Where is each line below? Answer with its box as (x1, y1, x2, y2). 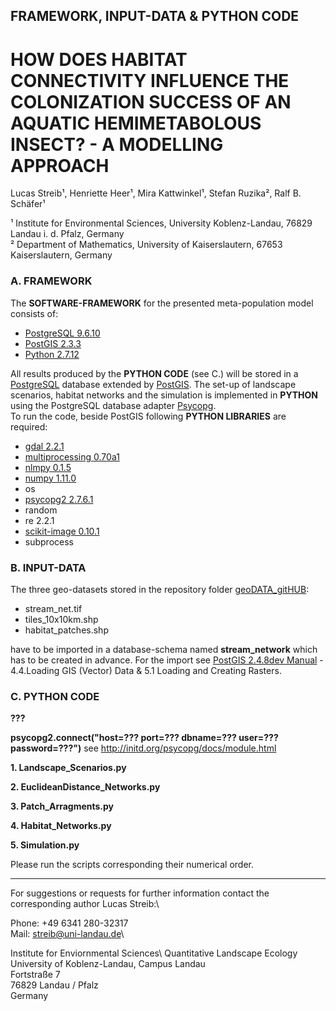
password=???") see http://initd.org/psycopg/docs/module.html (10, 742, 277, 754)
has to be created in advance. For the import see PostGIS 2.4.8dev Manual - (10, 654, 324, 666)
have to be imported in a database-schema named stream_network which (10, 643, 318, 655)
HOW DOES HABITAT (10, 48, 188, 71)
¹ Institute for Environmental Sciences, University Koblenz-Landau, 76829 (10, 217, 313, 229)
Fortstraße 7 (10, 969, 61, 981)
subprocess (24, 535, 74, 548)
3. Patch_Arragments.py (10, 800, 115, 813)
